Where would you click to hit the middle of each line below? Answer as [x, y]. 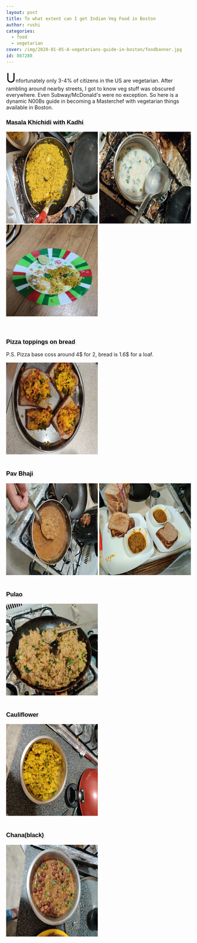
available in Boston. [30, 107]
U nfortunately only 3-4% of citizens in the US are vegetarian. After [89, 78]
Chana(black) [25, 835]
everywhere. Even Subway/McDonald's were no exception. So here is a [92, 95]
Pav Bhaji [20, 474]
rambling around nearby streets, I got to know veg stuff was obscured [90, 89]
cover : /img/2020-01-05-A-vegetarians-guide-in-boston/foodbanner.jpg [94, 50]
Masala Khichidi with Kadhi [45, 122]
